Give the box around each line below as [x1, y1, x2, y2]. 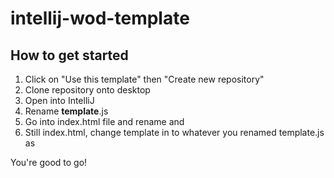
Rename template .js [24, 105, 109, 117]
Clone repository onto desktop [24, 84, 151, 96]
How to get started [10, 47, 129, 64]
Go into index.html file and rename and [24, 116, 185, 127]
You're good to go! [10, 157, 88, 168]
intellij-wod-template [10, 7, 190, 30]
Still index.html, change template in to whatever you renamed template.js [24, 127, 325, 138]
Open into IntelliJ [24, 95, 95, 106]
